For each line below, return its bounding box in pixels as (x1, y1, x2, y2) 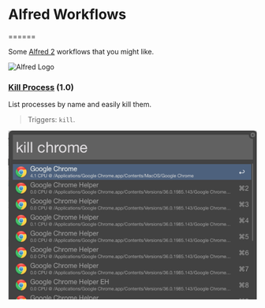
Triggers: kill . (27, 115, 76, 124)
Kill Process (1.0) (8, 81, 74, 92)
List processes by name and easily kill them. (8, 100, 152, 109)
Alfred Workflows (8, 6, 127, 24)
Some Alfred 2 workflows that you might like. (8, 46, 155, 56)
